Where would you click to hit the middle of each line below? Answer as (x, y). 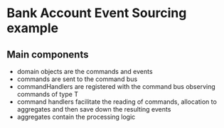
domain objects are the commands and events (85, 71)
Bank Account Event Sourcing (97, 13)
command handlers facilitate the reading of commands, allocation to (117, 102)
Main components (48, 54)
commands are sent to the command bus (77, 79)
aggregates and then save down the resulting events (94, 109)
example (33, 28)
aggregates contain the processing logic (76, 117)
